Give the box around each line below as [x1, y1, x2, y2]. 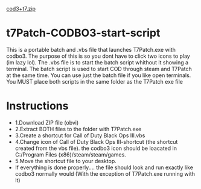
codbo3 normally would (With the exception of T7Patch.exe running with [14, 170, 195, 177]
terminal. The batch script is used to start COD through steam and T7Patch [6, 65, 192, 72]
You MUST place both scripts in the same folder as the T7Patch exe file [6, 78, 183, 85]
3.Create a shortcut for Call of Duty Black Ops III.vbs [14, 132, 145, 139]
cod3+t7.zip [6, 5, 36, 12]
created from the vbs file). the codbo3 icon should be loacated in [14, 144, 177, 152]
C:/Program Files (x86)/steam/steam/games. [14, 150, 127, 158]
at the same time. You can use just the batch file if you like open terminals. [6, 72, 191, 79]
